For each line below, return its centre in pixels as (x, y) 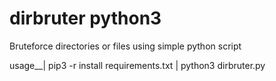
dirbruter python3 (85, 18)
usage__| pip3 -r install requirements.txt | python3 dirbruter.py (137, 65)
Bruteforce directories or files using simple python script (125, 46)
